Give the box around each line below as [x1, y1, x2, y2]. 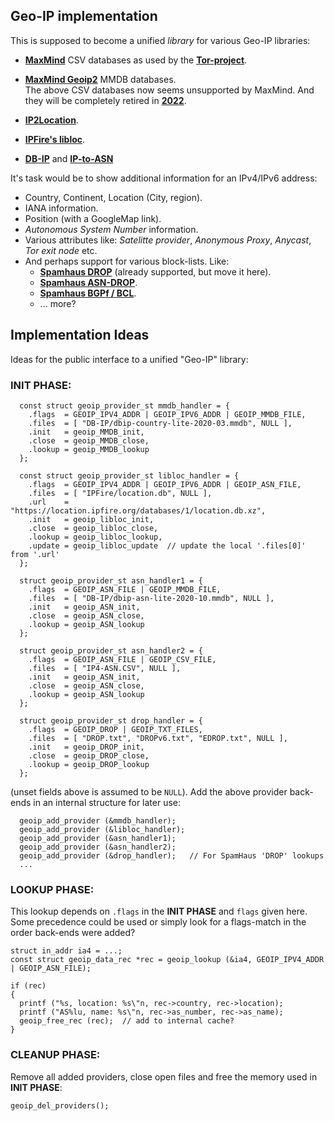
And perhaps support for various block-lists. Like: [24, 255, 230, 267]
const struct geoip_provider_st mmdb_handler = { [19, 400, 230, 411]
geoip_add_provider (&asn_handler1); [19, 833, 177, 843]
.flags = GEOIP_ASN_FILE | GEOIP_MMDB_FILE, [28, 584, 222, 594]
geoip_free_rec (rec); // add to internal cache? [19, 1016, 235, 1026]
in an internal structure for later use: [33, 796, 182, 808]
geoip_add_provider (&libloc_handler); [19, 824, 186, 834]
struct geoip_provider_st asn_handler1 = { [19, 575, 203, 586]
